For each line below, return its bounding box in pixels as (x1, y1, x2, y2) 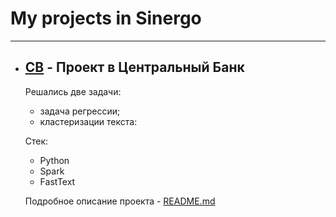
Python (39, 154, 70, 166)
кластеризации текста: (39, 115, 138, 127)
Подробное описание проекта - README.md (24, 195, 216, 207)
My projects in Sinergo (10, 7, 202, 30)
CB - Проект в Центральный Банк (24, 59, 245, 76)
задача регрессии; (39, 105, 121, 117)
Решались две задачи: (24, 85, 122, 97)
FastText (39, 175, 76, 187)
